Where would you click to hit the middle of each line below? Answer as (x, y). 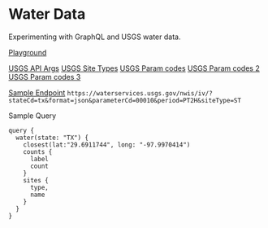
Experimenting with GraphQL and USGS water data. (95, 37)
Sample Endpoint (37, 92)
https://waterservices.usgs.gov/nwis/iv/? (140, 93)
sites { (36, 180)
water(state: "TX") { (52, 138)
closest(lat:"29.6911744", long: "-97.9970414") (107, 145)
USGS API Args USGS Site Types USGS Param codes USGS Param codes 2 (134, 68)
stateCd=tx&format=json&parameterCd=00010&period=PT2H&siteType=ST (125, 100)
